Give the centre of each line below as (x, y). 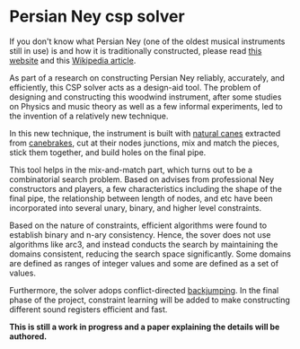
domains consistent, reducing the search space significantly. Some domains (150, 254)
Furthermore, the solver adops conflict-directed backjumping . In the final (144, 290)
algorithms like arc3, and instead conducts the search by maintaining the (144, 244)
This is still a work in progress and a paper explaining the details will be (145, 327)
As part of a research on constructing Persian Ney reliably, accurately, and (147, 77)
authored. (28, 336)
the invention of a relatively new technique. (89, 116)
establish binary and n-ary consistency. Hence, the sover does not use (140, 234)
